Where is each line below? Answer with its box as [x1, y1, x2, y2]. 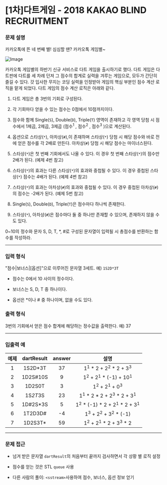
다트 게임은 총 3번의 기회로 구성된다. [12, 96, 83, 102]
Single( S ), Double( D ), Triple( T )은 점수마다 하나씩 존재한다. [12, 201, 126, 207]
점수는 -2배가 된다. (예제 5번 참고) [17, 191, 83, 196]
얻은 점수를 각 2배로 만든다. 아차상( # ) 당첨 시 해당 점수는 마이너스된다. [17, 140, 153, 146]
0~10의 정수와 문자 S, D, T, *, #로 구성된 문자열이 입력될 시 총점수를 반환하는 [5, 228, 153, 234]
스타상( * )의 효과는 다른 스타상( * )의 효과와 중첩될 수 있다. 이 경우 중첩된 [12, 168, 149, 174]
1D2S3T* [23, 419, 46, 426]
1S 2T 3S [25, 391, 45, 398]
